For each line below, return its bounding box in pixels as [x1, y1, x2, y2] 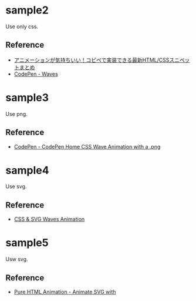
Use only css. [5, 23, 39, 30]
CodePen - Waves [13, 70, 58, 77]
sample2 [5, 4, 49, 17]
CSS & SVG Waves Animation [13, 216, 85, 223]
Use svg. [5, 183, 27, 190]
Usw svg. [5, 256, 28, 263]
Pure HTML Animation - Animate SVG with [13, 289, 116, 295]
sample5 [5, 236, 49, 250]
